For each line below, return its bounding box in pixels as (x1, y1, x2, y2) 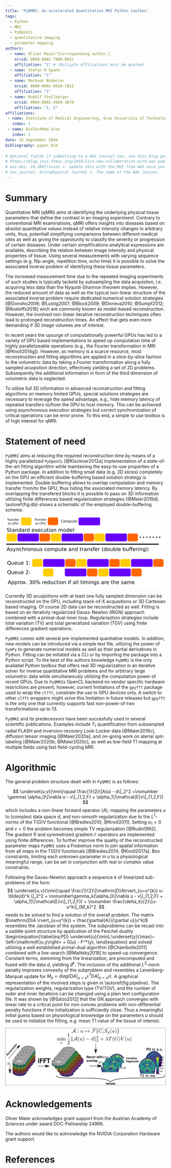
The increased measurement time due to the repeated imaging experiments (5, 273, 164, 279)
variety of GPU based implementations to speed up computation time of (5, 337, 156, 343)
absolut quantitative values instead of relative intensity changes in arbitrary (5, 225, 163, 232)
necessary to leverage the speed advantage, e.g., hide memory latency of (5, 396, 160, 402)
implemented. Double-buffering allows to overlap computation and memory (5, 480, 164, 486)
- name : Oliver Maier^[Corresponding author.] (10, 51, 110, 56)
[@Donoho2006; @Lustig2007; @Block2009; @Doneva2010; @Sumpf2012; (5, 300, 164, 306)
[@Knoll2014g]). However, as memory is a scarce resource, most (5, 348, 141, 354)
